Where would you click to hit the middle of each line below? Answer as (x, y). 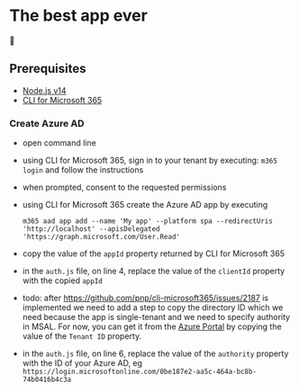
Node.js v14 (44, 90)
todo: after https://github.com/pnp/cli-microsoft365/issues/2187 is (145, 298)
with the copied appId (63, 280)
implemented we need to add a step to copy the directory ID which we (153, 307)
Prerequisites (48, 69)
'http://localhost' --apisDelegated (91, 229)
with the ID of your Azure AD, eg (82, 363)
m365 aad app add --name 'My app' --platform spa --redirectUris (147, 221)
